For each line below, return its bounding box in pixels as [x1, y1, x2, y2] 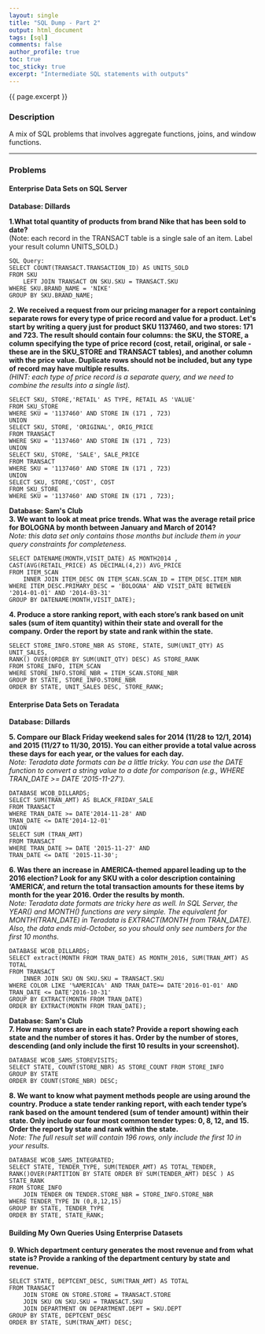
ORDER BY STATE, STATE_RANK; [9, 1211, 105, 1220]
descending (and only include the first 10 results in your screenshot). [9, 1041, 240, 1051]
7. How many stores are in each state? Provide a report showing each [9, 1025, 239, 1034]
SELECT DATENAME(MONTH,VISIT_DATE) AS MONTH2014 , [9, 555, 179, 563]
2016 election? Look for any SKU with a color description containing [9, 874, 235, 883]
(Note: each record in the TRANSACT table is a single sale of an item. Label [9, 234, 252, 243]
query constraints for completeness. [9, 540, 127, 549]
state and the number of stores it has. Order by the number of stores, [9, 1033, 239, 1043]
